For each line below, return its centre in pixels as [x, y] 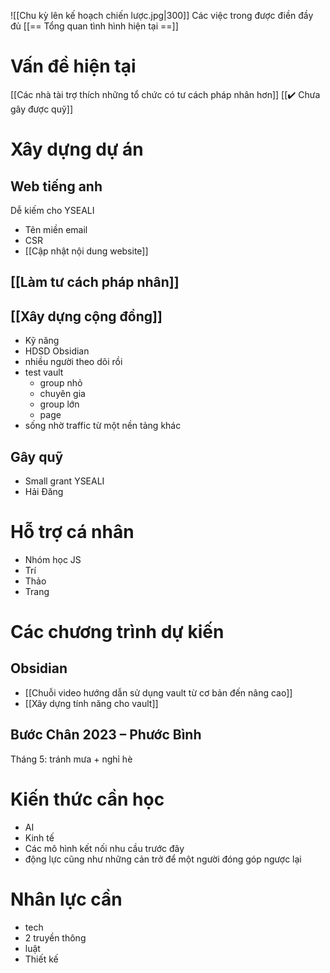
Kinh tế [39, 837]
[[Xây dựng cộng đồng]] [86, 316]
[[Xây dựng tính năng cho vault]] [91, 703]
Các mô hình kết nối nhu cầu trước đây [104, 848]
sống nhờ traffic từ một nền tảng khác [103, 426]
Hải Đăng [44, 491]
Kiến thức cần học [87, 799]
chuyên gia [62, 394]
